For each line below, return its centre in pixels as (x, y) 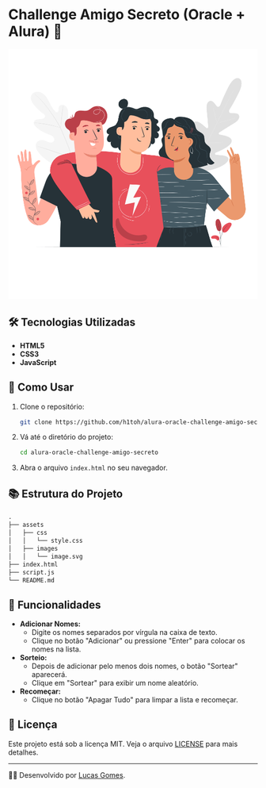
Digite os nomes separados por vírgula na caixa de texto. (124, 632)
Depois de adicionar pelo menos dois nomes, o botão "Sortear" (135, 666)
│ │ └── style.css (46, 541)
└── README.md (32, 581)
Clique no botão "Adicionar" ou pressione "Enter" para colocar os (138, 640)
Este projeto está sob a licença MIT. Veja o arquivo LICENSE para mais (123, 744)
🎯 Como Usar (41, 388)
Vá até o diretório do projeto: (66, 437)
